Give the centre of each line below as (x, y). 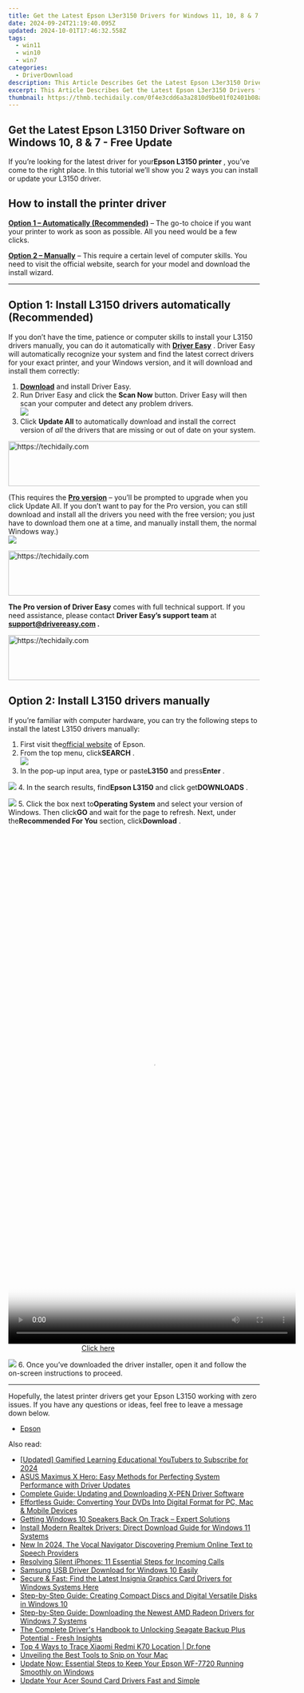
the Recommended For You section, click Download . (95, 821)
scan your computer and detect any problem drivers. (107, 403)
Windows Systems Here (59, 1587)
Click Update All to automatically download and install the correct (128, 421)
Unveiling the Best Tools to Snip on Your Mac (94, 1655)
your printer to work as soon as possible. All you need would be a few (123, 231)
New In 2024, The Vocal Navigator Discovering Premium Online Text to (136, 1544)
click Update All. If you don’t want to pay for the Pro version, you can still (128, 505)
